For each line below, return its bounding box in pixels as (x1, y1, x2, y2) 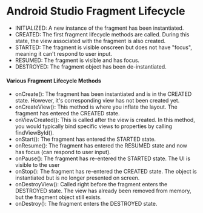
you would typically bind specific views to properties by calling (15, 123, 173, 130)
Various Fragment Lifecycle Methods (6, 77, 102, 84)
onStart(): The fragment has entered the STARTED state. (15, 135, 156, 143)
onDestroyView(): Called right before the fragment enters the (15, 181, 168, 188)
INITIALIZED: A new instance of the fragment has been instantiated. (15, 24, 184, 32)
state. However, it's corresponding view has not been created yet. (15, 97, 180, 104)
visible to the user (15, 161, 60, 169)
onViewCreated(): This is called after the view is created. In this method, (15, 117, 195, 124)
